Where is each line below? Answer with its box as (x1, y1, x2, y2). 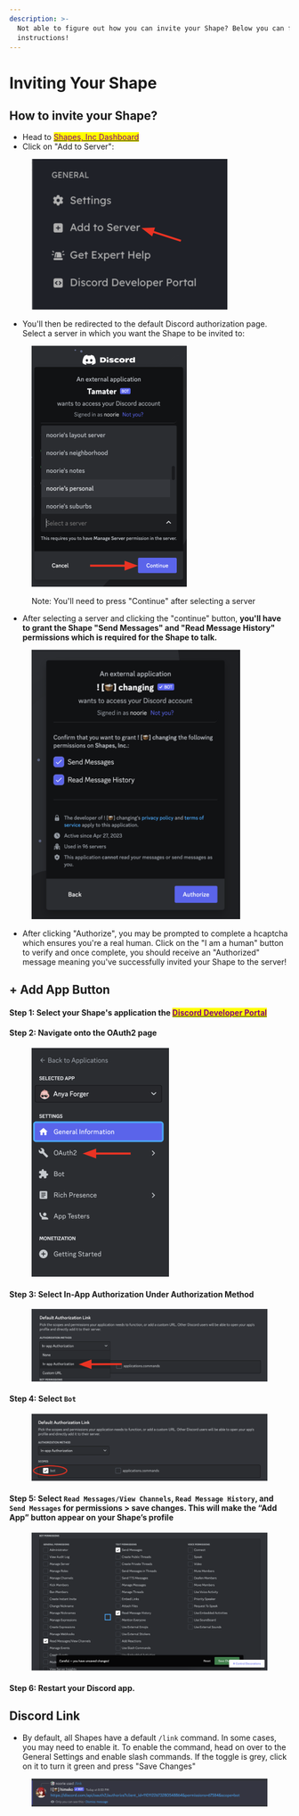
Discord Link (9, 1709, 80, 1724)
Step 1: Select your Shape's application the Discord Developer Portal (9, 1007, 268, 1017)
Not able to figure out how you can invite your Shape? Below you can (17, 23, 285, 33)
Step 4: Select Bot (9, 1393, 77, 1405)
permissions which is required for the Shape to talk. (21, 632, 218, 643)
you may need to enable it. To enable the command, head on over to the (21, 1741, 287, 1753)
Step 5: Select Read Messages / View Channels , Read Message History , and (9, 1493, 274, 1504)
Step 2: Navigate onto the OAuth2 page (9, 1027, 158, 1039)
